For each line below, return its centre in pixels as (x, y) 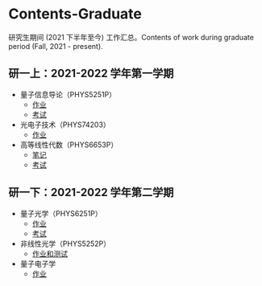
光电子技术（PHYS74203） (65, 125)
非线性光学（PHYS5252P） (65, 243)
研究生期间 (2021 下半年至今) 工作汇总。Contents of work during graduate (131, 37)
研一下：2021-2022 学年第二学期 (91, 192)
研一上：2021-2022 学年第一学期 (91, 74)
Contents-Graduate (75, 14)
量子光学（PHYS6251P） (61, 213)
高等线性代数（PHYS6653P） (69, 145)
